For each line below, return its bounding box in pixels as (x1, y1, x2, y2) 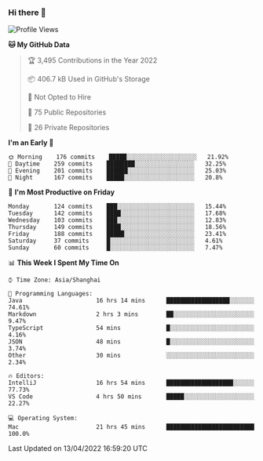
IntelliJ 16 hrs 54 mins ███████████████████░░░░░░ (8, 379, 255, 387)
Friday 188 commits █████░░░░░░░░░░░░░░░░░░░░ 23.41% (8, 230, 226, 238)
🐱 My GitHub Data (8, 40, 71, 49)
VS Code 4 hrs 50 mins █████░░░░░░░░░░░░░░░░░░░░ (8, 393, 255, 401)
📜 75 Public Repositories (27, 107, 107, 117)
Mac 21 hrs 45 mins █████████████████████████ (8, 423, 255, 431)
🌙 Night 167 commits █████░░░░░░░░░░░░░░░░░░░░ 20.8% (8, 174, 223, 182)
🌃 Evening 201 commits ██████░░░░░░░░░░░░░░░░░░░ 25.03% (8, 167, 226, 175)
